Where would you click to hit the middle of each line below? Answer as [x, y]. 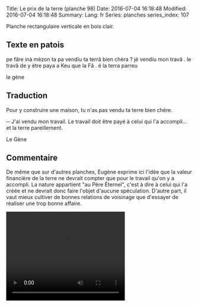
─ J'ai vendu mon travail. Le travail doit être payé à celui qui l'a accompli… [97, 121]
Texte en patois [35, 45]
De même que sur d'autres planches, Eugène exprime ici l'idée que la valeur [99, 172]
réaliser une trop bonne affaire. [44, 203]
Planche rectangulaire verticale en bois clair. [60, 26]
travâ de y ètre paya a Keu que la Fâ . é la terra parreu [72, 65]
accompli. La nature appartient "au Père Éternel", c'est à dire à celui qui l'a [97, 185]
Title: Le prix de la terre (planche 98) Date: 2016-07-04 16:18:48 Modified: [96, 9]
